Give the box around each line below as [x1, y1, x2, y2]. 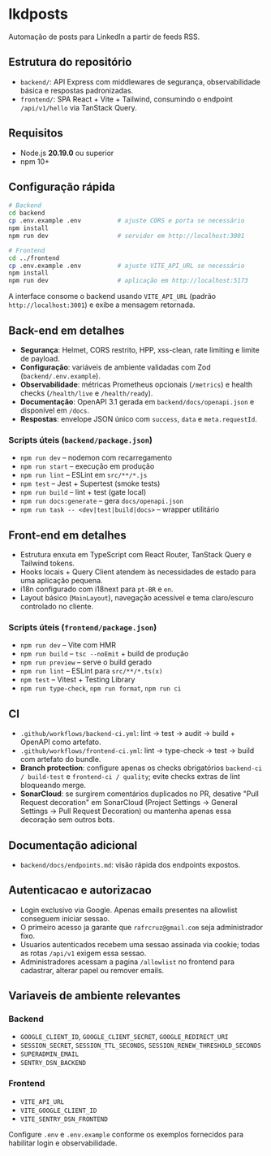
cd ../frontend [8, 253, 60, 262]
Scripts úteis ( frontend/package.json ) [8, 621, 157, 633]
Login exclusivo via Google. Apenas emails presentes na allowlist [19, 905, 238, 915]
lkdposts [8, 5, 69, 24]
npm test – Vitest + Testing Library [19, 675, 135, 685]
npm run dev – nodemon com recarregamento [19, 452, 173, 463]
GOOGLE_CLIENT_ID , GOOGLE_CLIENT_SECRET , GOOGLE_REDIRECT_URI [19, 1032, 229, 1041]
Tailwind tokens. [19, 558, 75, 569]
